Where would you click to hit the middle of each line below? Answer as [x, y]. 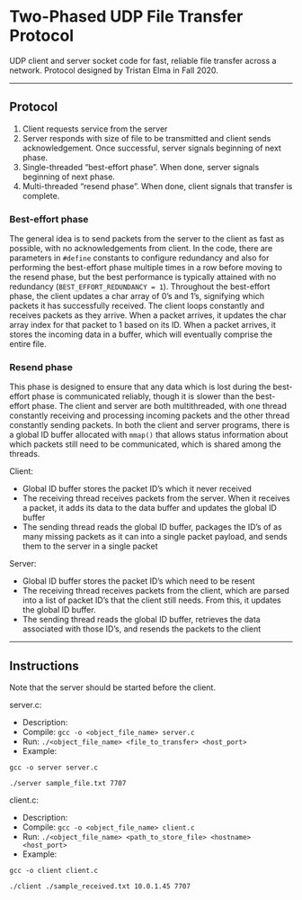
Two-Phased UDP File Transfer [126, 17]
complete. [41, 195]
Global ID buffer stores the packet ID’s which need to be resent [138, 581]
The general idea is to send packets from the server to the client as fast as [147, 239]
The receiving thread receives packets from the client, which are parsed [156, 591]
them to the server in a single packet [90, 546]
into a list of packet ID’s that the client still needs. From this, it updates [151, 600]
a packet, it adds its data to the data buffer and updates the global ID [149, 508]
